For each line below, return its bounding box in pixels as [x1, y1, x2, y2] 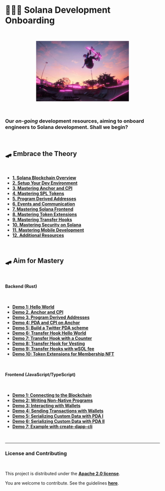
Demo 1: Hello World [12, 304, 55, 309]
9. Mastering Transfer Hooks [12, 216, 72, 222]
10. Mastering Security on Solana [12, 221, 82, 228]
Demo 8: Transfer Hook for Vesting [12, 340, 85, 346]
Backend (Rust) [5, 283, 38, 289]
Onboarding [5, 15, 55, 26]
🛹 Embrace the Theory [5, 150, 77, 158]
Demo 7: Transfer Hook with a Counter [12, 335, 92, 341]
